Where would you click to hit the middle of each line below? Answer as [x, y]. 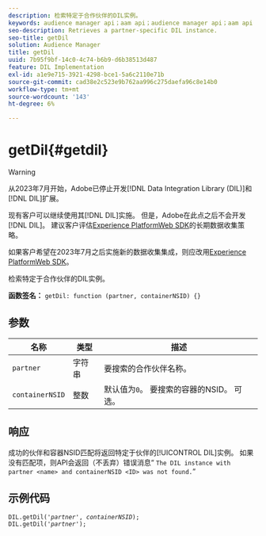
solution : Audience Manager [55, 45]
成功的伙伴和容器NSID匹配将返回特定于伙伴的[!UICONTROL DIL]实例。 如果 [131, 452]
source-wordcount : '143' [49, 97]
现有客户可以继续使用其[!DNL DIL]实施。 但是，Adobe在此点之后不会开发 [127, 216]
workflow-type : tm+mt [44, 89]
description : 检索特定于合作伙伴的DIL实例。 [75, 15]
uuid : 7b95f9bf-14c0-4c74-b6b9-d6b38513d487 [83, 60]
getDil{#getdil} [59, 150]
